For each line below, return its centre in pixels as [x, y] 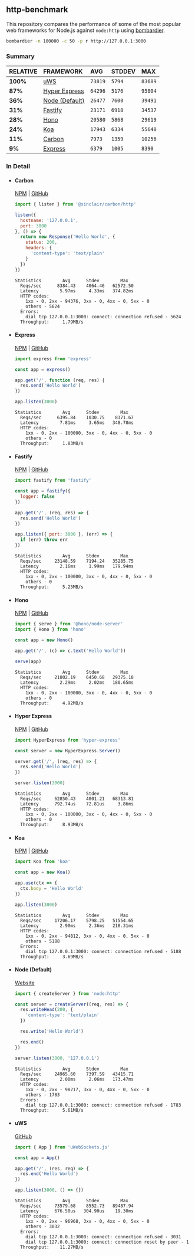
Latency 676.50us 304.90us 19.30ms [77, 1211]
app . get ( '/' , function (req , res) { [60, 380]
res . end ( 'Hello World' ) [49, 1174]
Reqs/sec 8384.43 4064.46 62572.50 [77, 286]
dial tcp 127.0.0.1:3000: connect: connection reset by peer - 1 [108, 1242]
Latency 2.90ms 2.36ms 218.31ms [77, 926]
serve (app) [28, 661]
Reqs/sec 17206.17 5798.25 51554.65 [77, 921]
